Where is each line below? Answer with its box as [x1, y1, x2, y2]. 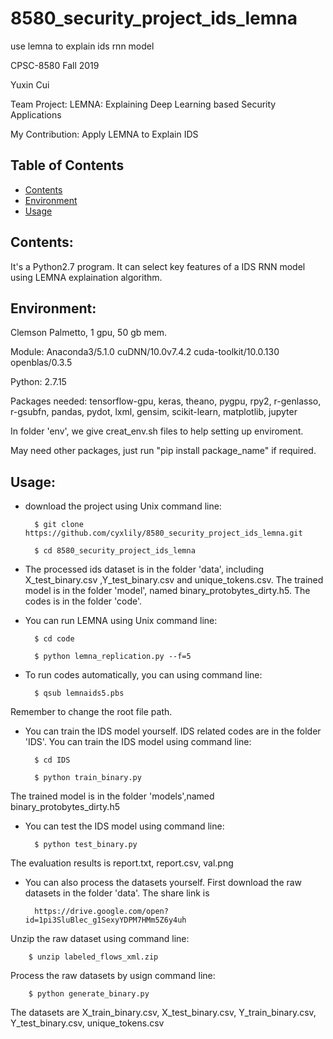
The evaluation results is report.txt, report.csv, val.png [10, 857, 234, 869]
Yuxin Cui [10, 78, 50, 91]
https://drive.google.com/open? [34, 907, 169, 917]
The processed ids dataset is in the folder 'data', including [24, 563, 265, 576]
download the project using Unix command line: [24, 500, 222, 512]
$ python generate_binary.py [28, 989, 150, 999]
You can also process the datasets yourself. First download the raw [24, 877, 303, 889]
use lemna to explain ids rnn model [10, 40, 155, 52]
